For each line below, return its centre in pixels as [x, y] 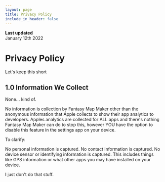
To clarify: [15, 139]
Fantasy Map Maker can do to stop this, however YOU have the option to [79, 125]
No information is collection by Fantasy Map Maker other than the [72, 109]
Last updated [19, 33]
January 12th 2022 [24, 38]
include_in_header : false [32, 19]
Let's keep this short [26, 72]
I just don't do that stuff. [29, 175]
